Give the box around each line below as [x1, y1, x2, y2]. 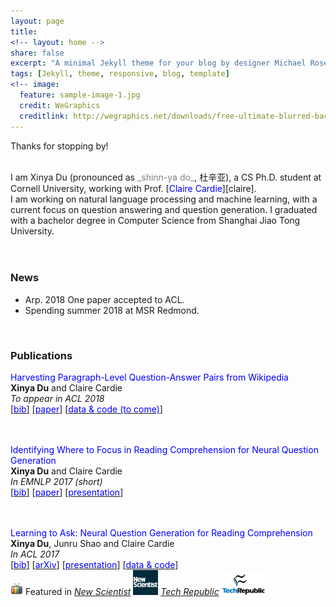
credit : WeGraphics [19, 100, 101, 110]
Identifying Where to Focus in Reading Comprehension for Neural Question [10, 444, 319, 456]
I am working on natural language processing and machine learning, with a [10, 193, 318, 205]
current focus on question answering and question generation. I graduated [10, 203, 318, 215]
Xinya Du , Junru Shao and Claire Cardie [10, 538, 175, 550]
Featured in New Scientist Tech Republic [24, 586, 220, 598]
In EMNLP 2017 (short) [10, 476, 103, 488]
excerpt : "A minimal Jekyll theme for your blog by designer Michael [10, 58, 307, 69]
